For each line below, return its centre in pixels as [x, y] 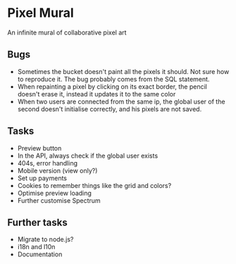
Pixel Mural [41, 13]
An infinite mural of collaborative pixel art [67, 32]
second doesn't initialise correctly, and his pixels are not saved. [110, 109]
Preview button [39, 148]
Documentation [40, 254]
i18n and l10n [36, 247]
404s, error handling [47, 163]
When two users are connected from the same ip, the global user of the [121, 101]
